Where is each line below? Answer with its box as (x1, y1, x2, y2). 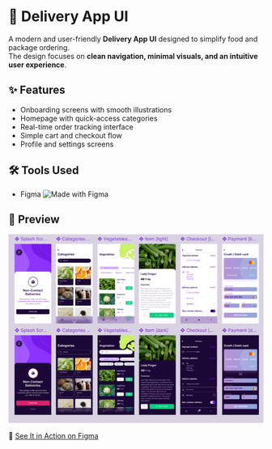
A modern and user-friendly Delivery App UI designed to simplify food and (8, 34, 258, 44)
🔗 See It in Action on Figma (8, 431, 99, 441)
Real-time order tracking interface (19, 121, 134, 132)
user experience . (8, 60, 67, 70)
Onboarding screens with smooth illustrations (19, 104, 172, 114)
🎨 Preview (8, 212, 60, 226)
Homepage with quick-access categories (19, 113, 158, 123)
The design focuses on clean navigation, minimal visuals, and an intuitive (8, 51, 258, 61)
